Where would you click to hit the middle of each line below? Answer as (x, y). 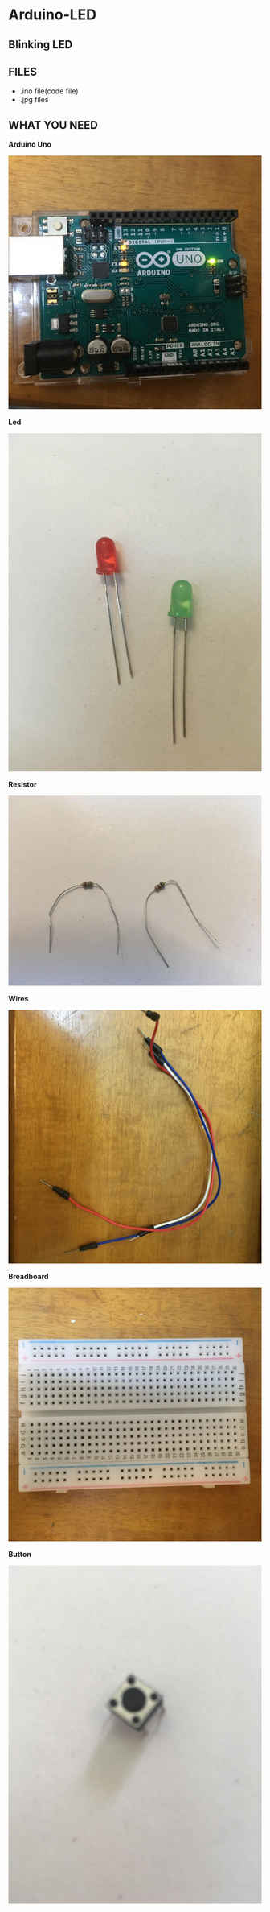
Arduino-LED (53, 15)
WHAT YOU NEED (53, 125)
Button (20, 1555)
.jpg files (34, 100)
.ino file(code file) (49, 91)
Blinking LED (41, 45)
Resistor (23, 785)
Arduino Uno (30, 145)
